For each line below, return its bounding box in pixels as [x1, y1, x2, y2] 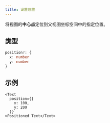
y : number [9, 59, 29, 64]
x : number [9, 55, 29, 60]
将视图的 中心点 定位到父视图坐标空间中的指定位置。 [5, 21, 108, 27]
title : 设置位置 [5, 7, 35, 12]
